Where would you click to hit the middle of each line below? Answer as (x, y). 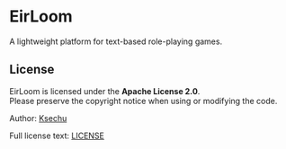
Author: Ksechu (38, 118)
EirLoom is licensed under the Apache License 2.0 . (105, 91)
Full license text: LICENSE (57, 136)
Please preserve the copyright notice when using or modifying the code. (143, 101)
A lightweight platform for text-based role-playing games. (116, 41)
